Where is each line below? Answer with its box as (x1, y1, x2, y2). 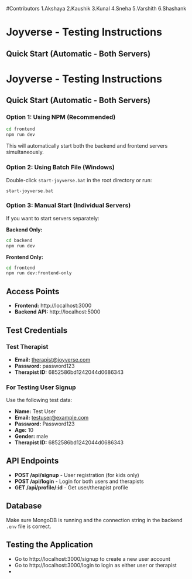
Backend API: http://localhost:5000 (14, 308, 101, 315)
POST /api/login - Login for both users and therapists (14, 478, 145, 485)
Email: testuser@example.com (14, 414, 89, 421)
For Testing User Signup (6, 383, 76, 391)
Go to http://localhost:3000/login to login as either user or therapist (14, 561, 177, 568)
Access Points (6, 287, 60, 297)
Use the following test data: (6, 397, 73, 404)
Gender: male (14, 433, 49, 440)
